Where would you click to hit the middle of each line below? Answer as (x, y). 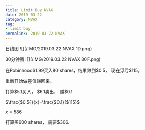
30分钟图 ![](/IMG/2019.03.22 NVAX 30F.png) (53, 59)
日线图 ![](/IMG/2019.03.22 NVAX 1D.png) (49, 48)
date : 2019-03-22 (24, 15)
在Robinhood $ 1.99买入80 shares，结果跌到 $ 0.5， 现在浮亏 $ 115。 (74, 70)
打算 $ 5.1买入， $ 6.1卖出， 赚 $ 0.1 (39, 92)
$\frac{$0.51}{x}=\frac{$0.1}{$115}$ (43, 102)
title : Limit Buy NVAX (29, 10)
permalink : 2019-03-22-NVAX (35, 34)
